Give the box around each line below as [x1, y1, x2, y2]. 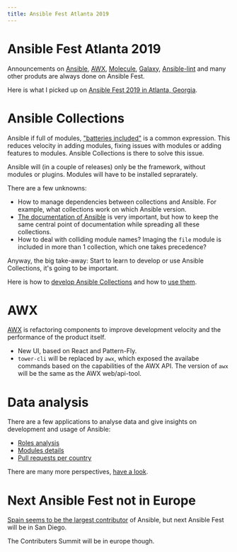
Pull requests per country [17, 454, 92, 462]
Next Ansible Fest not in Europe [7, 493, 196, 508]
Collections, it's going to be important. [7, 263, 119, 272]
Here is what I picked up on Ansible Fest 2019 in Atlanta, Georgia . [7, 86, 198, 94]
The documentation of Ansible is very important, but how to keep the [17, 212, 219, 221]
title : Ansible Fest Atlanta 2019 [7, 10, 110, 18]
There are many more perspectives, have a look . [7, 468, 149, 476]
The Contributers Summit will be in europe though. [7, 537, 155, 546]
